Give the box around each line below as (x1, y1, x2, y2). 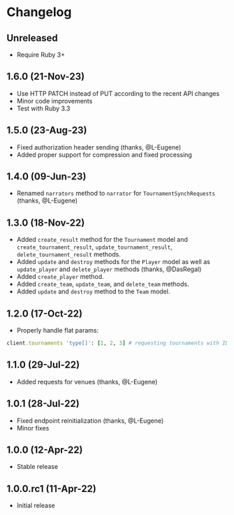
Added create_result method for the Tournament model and (16, 235, 188, 244)
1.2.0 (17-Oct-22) (6, 307, 83, 319)
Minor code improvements (16, 96, 93, 105)
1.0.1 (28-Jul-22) (6, 398, 80, 409)
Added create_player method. (16, 273, 104, 281)
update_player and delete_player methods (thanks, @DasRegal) (16, 265, 202, 273)
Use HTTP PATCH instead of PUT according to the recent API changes (16, 89, 220, 98)
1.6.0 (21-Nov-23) (6, 71, 85, 82)
